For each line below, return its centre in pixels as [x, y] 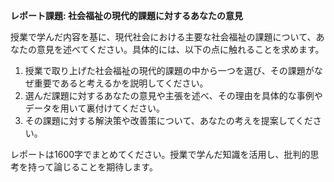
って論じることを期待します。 [97, 167]
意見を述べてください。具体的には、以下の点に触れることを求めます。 [180, 49]
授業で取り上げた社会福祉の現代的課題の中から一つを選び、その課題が [169, 70]
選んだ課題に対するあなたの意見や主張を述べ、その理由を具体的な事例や [173, 95]
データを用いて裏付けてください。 [94, 108]
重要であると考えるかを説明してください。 [121, 83]
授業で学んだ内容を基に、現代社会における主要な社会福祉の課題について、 [163, 37]
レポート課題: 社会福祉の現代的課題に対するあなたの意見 [126, 15]
